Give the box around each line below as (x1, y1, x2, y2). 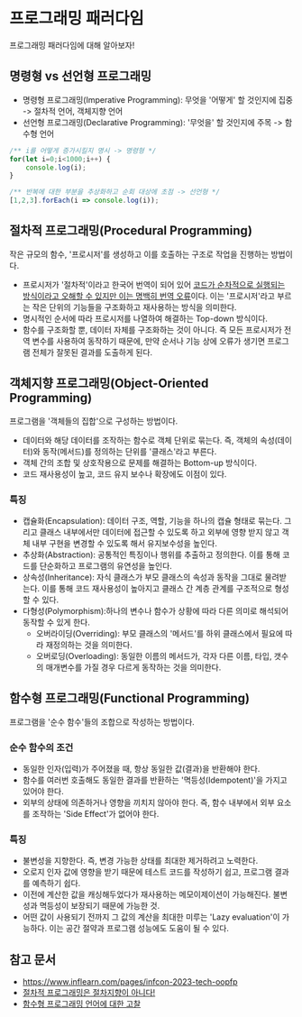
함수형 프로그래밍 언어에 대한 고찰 (22, 998, 142, 1010)
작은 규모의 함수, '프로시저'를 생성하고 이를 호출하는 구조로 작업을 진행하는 (9, 249, 270, 260)
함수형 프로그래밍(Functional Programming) (9, 691, 251, 706)
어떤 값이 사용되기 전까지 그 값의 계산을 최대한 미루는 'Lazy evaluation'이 (22, 912, 280, 922)
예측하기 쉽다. (32, 878, 81, 889)
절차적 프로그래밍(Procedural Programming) (9, 223, 252, 239)
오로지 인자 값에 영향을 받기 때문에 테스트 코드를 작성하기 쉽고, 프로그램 (22, 866, 273, 877)
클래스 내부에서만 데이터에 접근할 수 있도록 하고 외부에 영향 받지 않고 (39, 527, 280, 537)
